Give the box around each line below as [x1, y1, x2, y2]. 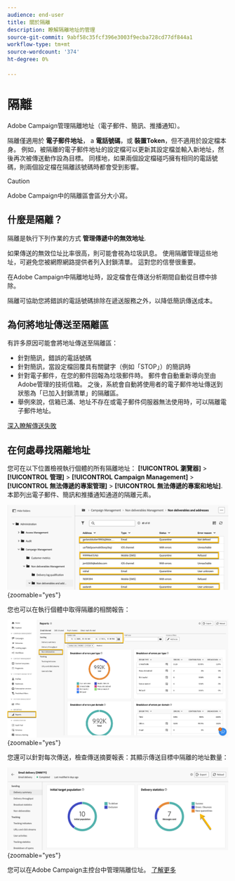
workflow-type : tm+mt [7, 41, 71, 49]
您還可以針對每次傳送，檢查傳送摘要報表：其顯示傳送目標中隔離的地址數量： [7, 753, 229, 761]
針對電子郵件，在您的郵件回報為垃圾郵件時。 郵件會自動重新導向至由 [17, 372, 216, 380]
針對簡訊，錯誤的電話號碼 [17, 354, 92, 362]
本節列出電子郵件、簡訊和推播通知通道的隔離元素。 [7, 490, 155, 499]
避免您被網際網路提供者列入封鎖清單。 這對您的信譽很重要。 [25, 258, 200, 266]
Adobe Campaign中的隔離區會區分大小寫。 [7, 191, 132, 200]
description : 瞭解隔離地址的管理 [7, 26, 96, 33]
